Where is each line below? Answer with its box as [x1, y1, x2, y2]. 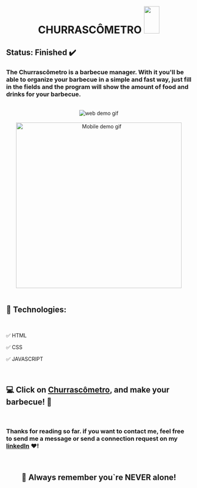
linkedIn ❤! [6, 442, 39, 450]
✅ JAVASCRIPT [6, 355, 44, 362]
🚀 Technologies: [6, 305, 66, 315]
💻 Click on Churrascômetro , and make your [6, 385, 170, 395]
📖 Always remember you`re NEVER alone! [21, 473, 176, 483]
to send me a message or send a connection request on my [6, 434, 178, 443]
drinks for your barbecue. [6, 90, 81, 98]
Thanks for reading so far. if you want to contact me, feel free [6, 427, 185, 436]
